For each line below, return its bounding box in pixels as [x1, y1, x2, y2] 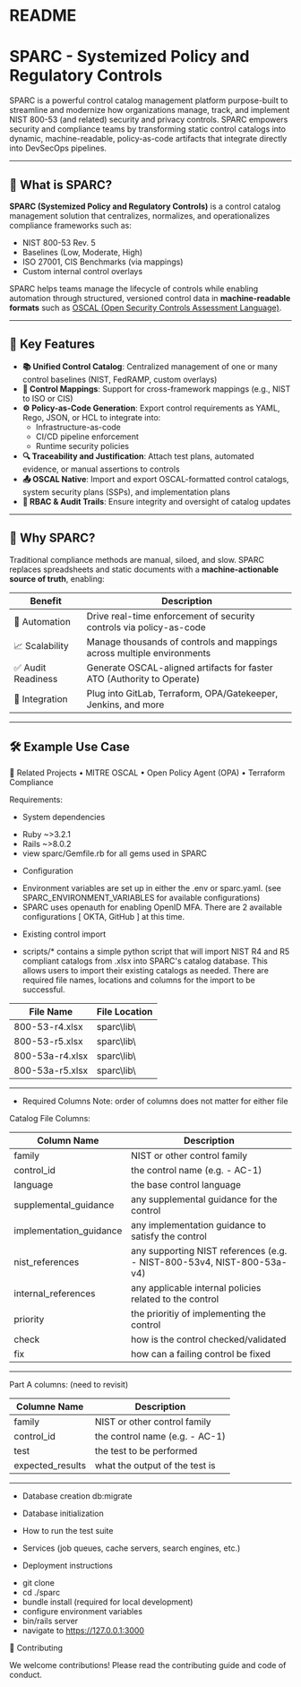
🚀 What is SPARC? [9, 177, 113, 193]
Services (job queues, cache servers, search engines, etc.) [21, 1543, 241, 1553]
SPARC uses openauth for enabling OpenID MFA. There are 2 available [21, 902, 282, 913]
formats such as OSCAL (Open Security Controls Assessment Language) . [9, 302, 282, 313]
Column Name [37, 1135, 99, 1147]
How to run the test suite [21, 1526, 114, 1536]
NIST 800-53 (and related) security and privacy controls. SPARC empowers [9, 114, 288, 125]
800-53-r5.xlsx [13, 1035, 83, 1048]
